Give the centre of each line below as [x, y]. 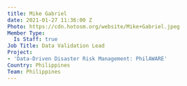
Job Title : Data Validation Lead [56, 46]
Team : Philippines [34, 71]
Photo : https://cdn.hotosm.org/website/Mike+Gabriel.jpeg [93, 26]
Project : [20, 53]
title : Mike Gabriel [37, 14]
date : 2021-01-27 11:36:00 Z [50, 20]
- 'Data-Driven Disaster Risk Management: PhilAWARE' [88, 59]
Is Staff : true [36, 40]
